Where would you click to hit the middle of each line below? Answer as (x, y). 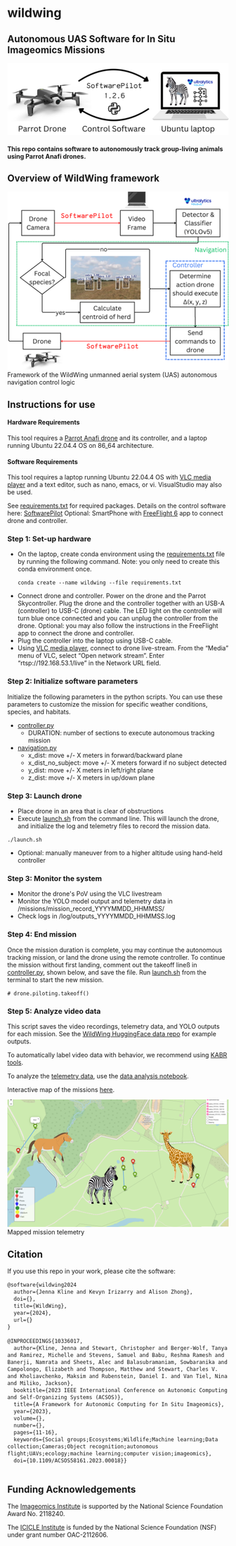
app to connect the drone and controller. (76, 633)
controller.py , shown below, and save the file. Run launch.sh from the (107, 972)
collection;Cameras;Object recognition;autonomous (83, 1447)
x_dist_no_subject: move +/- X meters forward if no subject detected (127, 762)
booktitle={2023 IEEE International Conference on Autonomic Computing (121, 1391)
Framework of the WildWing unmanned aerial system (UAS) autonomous (112, 375)
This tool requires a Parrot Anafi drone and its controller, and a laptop (107, 438)
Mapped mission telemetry (46, 1232)
